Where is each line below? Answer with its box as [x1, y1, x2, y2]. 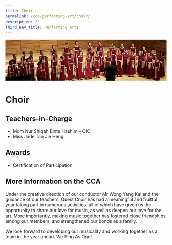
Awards [5, 148, 31, 157]
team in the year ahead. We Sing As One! [5, 233, 92, 239]
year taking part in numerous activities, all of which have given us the [5, 201, 152, 208]
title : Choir [5, 8, 33, 13]
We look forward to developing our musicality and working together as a [5, 228, 158, 234]
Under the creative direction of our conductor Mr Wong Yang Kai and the [5, 190, 159, 197]
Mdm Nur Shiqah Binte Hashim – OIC [12, 128, 91, 134]
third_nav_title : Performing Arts [5, 25, 79, 30]
